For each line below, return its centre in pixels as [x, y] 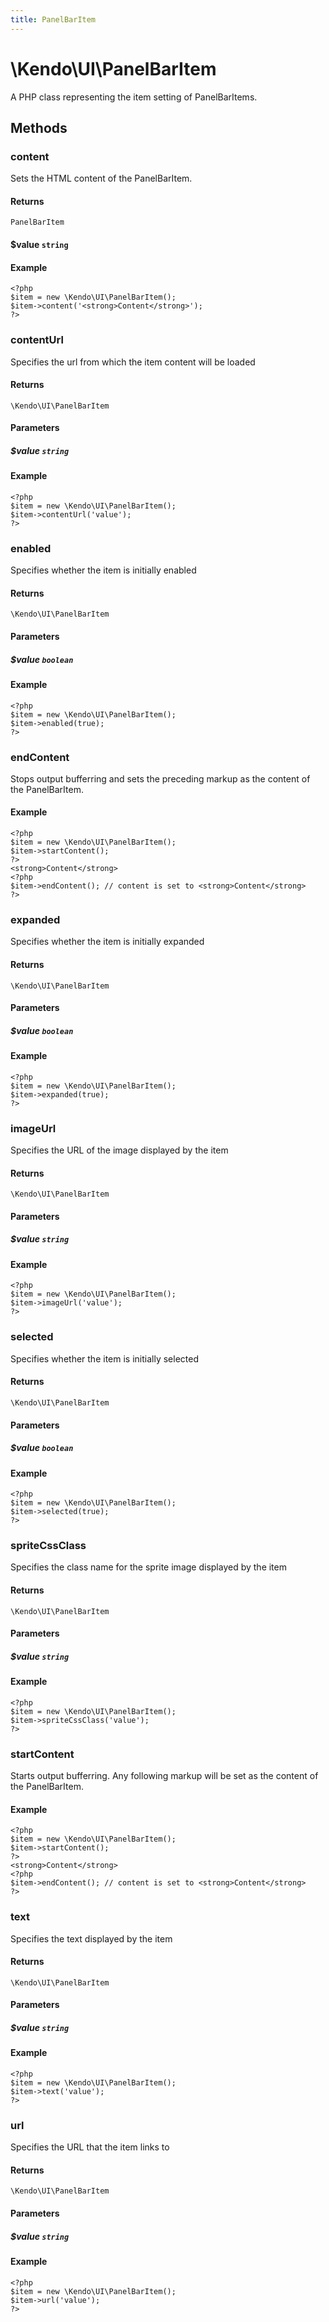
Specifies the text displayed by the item [91, 1938]
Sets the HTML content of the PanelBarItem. [101, 178]
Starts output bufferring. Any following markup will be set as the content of [164, 1776]
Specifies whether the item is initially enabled [103, 570]
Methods [39, 127]
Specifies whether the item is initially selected [104, 1358]
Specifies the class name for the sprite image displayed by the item [148, 1567]
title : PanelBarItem [53, 19]
